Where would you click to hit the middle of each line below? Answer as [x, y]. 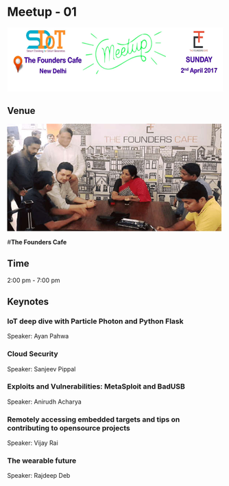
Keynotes [28, 302]
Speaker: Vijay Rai [33, 443]
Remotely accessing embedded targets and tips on [94, 419]
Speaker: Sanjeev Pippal [41, 369]
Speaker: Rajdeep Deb [39, 476]
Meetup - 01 [42, 12]
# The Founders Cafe [37, 242]
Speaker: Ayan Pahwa [38, 336]
